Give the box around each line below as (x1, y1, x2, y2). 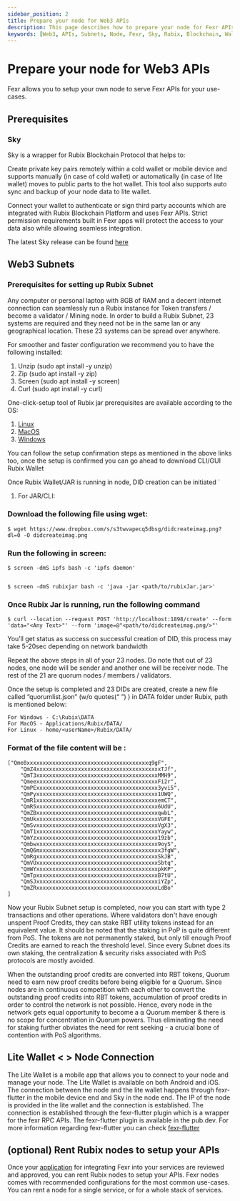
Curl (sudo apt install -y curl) (17, 384, 103, 393)
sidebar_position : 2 (7, 10, 69, 18)
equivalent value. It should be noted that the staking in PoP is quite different (7, 925, 230, 934)
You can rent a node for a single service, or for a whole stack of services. (7, 1186, 224, 1195)
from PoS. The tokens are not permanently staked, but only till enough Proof (7, 933, 232, 942)
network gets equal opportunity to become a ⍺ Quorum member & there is (7, 1007, 226, 1016)
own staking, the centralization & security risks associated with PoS (7, 948, 206, 957)
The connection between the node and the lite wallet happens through (7, 1085, 214, 1094)
